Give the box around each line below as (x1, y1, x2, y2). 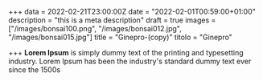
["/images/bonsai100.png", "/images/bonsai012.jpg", (8, 24, 183, 33)
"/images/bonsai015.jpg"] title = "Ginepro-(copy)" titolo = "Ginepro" (8, 32, 233, 42)
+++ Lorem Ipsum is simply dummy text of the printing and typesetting (8, 48, 244, 57)
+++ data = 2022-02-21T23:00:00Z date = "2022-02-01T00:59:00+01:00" (8, 7, 256, 16)
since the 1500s (8, 65, 61, 75)
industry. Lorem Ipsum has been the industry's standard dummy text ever (8, 56, 252, 66)
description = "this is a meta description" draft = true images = (8, 15, 216, 25)
